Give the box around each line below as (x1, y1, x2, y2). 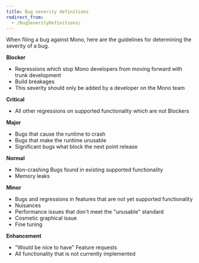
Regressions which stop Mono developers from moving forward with (14, 65, 183, 73)
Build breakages (14, 78, 55, 85)
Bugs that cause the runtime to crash (14, 130, 106, 137)
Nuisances (14, 202, 42, 209)
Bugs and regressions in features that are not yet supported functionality (14, 196, 193, 203)
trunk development (14, 72, 61, 79)
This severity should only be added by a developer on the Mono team (14, 84, 185, 92)
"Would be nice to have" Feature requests (14, 244, 118, 251)
